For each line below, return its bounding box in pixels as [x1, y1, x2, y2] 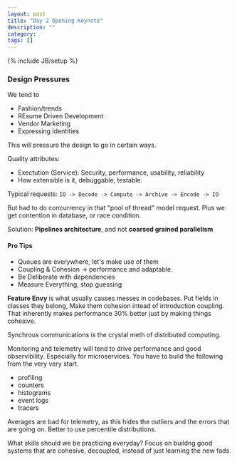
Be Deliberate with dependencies [17, 272, 115, 281]
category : [7, 30, 37, 38]
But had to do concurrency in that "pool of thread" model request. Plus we [7, 204, 226, 212]
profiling [17, 373, 43, 381]
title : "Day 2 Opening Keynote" [7, 17, 103, 24]
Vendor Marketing [17, 119, 71, 128]
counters [17, 381, 45, 389]
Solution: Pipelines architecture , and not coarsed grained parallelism [7, 225, 214, 234]
